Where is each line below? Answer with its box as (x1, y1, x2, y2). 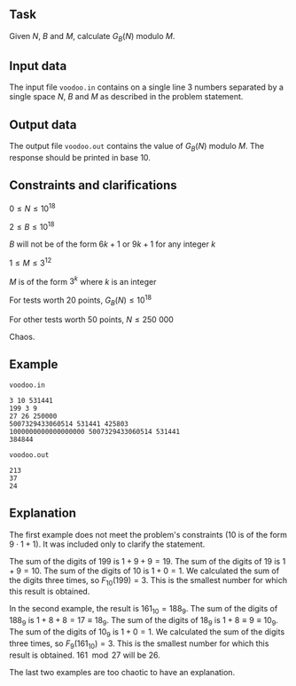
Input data (9, 59, 67, 74)
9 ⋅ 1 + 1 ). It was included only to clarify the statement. (9, 539, 206, 549)
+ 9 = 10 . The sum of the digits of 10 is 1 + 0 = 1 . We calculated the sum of (9, 565, 280, 576)
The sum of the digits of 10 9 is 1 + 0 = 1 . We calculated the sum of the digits (9, 626, 285, 639)
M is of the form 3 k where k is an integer (9, 274, 157, 287)
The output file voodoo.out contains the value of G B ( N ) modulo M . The (9, 141, 264, 154)
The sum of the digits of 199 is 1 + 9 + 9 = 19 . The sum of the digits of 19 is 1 (9, 556, 286, 566)
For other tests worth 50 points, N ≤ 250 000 (9, 314, 175, 325)
